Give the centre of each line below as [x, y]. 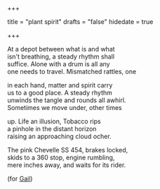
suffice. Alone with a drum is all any [59, 64]
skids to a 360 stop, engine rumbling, [61, 157]
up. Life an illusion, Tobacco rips [54, 121]
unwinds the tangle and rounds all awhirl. [67, 100]
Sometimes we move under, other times [65, 108]
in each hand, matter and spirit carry [60, 85]
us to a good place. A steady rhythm [60, 93]
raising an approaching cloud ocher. [59, 136]
